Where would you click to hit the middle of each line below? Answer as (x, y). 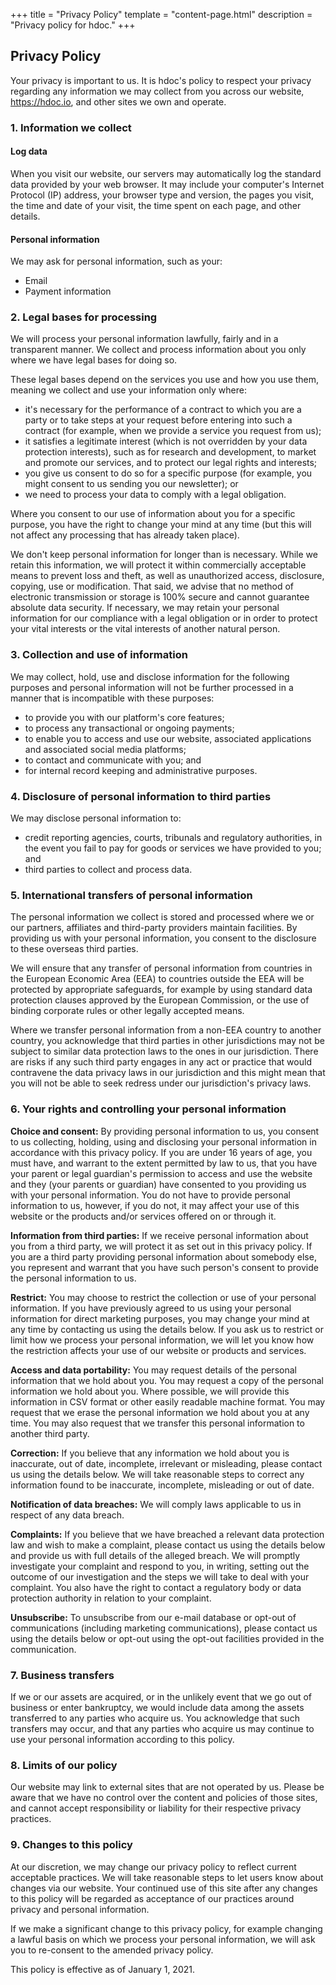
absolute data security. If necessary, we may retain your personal (145, 608)
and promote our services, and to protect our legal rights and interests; (171, 463)
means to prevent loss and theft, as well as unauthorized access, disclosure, (167, 576)
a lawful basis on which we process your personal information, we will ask (163, 1939)
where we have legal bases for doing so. (94, 360)
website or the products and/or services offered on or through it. (143, 1216)
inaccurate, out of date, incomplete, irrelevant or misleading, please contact (166, 1463)
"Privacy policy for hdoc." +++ (73, 25)
